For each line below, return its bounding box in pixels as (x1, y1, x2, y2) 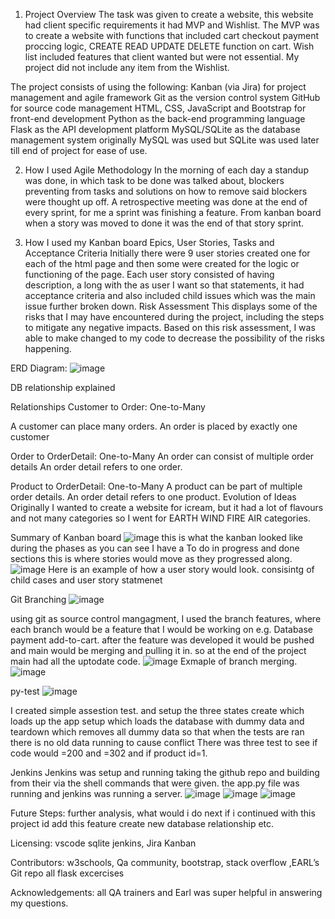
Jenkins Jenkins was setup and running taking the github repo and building (10, 767, 320, 778)
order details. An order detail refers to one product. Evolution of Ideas (10, 491, 297, 503)
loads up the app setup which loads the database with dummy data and (10, 715, 305, 727)
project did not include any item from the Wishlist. (24, 62, 230, 73)
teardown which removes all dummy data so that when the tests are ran (10, 726, 305, 738)
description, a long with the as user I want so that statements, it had (24, 279, 305, 291)
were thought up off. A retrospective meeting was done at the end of (24, 196, 308, 208)
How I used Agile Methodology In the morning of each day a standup (24, 164, 309, 176)
